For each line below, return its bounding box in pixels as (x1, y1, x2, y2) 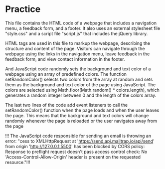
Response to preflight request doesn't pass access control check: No (5, 149, 148, 155)
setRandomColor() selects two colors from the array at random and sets (5, 76, 153, 82)
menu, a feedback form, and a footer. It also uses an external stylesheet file (5, 25, 161, 31)
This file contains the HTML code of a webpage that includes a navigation (5, 20, 157, 26)
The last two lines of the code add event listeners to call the (5, 102, 128, 108)
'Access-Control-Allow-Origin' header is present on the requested (5, 154, 141, 160)
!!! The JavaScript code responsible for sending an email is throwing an (5, 133, 151, 139)
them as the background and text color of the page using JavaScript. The (5, 81, 156, 88)
